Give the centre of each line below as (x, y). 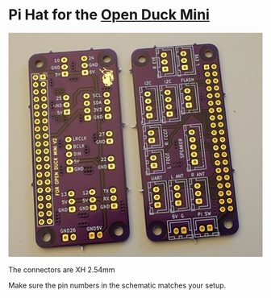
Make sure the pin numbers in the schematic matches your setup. (117, 285)
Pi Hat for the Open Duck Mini (109, 15)
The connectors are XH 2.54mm (62, 269)
